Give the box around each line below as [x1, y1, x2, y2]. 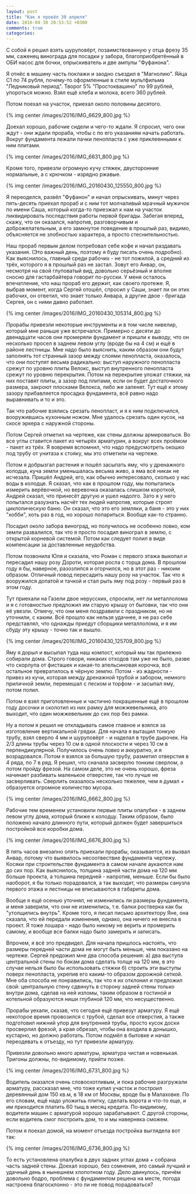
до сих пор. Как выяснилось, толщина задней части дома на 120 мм [6, 867, 177, 874]
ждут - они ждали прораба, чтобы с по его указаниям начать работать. [6, 130, 185, 137]
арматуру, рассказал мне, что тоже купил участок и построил [6, 1085, 163, 1092]
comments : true [6, 25, 43, 31]
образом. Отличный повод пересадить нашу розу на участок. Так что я [6, 571, 185, 579]
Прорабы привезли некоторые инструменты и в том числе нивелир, [6, 321, 177, 329]
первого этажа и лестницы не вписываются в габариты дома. [6, 885, 161, 892]
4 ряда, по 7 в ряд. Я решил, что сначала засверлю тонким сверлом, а [6, 759, 183, 766]
